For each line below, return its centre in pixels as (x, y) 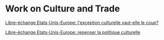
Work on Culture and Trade (63, 9)
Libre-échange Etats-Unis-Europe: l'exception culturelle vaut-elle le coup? (82, 22)
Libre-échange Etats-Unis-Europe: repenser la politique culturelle (73, 32)
